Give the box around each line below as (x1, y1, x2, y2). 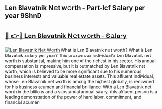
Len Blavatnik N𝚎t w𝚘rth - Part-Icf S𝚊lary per (5, 4, 145, 12)
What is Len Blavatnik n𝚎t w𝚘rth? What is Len (61, 47, 153, 53)
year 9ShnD (5, 12, 42, 20)
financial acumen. (5, 99, 41, 105)
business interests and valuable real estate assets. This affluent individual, (5, 73, 155, 79)
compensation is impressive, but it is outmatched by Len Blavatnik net (5, 63, 145, 69)
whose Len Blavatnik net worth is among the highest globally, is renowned (5, 79, 154, 84)
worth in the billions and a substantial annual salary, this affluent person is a (5, 89, 158, 94)
